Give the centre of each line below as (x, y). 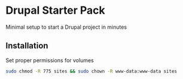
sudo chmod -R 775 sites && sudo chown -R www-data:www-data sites (91, 71)
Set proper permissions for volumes (50, 60)
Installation (27, 46)
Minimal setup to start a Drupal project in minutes (66, 27)
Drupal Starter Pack (55, 10)
